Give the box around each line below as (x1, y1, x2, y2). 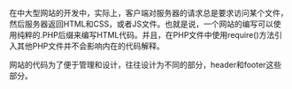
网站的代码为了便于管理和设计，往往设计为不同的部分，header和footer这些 (9, 60, 281, 70)
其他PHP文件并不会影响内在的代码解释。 (16, 41, 165, 51)
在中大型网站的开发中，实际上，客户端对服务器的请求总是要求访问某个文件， (9, 8, 288, 18)
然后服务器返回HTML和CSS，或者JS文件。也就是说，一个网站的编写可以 (9, 19, 274, 29)
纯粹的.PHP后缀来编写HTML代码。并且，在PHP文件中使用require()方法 (16, 30, 275, 40)
